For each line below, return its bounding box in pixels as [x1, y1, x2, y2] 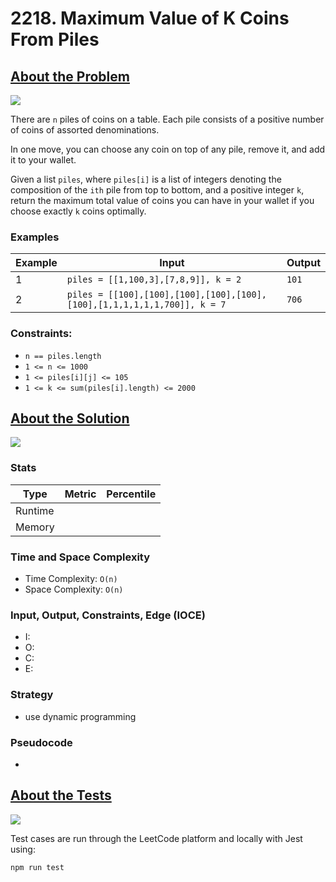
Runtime [15, 503, 55, 517]
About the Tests [10, 787, 112, 804]
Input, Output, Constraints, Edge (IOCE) [10, 608, 206, 622]
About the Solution [10, 410, 130, 427]
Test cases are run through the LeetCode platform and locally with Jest [10, 832, 303, 844]
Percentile [106, 487, 157, 501]
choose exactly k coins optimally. [10, 205, 147, 217]
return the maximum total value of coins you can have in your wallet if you [10, 195, 315, 206]
